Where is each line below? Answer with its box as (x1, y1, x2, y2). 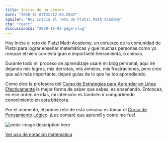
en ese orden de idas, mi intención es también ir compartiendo (5, 92, 135, 98)
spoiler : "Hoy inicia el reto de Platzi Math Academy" (5, 17, 123, 22)
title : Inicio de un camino (5, 7, 64, 13)
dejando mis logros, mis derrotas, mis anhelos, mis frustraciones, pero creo (5, 66, 162, 72)
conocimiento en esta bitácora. (5, 97, 69, 103)
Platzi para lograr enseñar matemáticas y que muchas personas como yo (5, 45, 157, 51)
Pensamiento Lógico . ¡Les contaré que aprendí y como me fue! (5, 112, 136, 118)
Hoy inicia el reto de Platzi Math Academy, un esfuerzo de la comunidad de (5, 40, 161, 46)
